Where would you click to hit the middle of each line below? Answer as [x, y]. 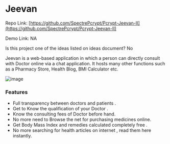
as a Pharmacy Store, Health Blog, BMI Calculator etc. [62, 69]
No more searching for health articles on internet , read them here [82, 130]
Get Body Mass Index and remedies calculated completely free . [80, 125]
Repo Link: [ [18, 23]
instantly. [22, 136]
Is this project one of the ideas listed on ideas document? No [69, 48]
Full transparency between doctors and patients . [64, 103]
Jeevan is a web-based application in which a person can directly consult [83, 58]
